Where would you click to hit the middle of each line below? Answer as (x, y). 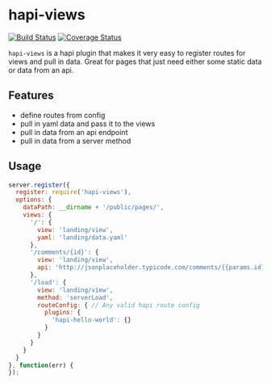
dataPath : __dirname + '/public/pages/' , (93, 208)
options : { (34, 200)
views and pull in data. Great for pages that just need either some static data (135, 61)
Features (31, 96)
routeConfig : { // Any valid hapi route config (119, 305)
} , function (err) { (41, 365)
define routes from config (63, 115)
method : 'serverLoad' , (75, 297)
